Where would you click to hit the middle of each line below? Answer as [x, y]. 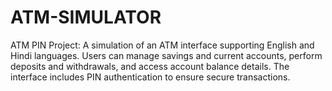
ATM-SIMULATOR [86, 17]
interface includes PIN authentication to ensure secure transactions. [150, 77]
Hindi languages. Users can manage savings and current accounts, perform [166, 55]
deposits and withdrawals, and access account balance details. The [150, 66]
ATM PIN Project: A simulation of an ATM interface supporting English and [162, 45]
